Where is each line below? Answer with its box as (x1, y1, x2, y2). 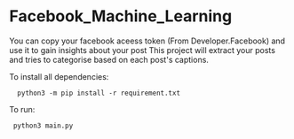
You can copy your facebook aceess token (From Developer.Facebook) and (9, 35, 286, 46)
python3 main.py (12, 121, 74, 130)
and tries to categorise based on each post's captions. (9, 54, 209, 65)
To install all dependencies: (9, 71, 109, 81)
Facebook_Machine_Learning (9, 6, 233, 27)
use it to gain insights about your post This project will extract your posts (9, 44, 275, 55)
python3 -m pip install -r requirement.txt (17, 89, 180, 97)
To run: (9, 104, 36, 114)
